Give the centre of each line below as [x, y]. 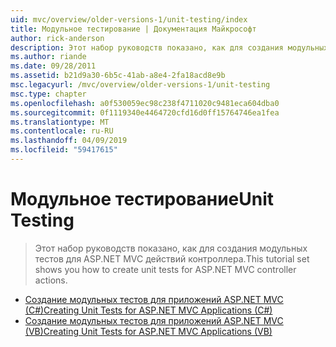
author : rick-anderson [57, 38]
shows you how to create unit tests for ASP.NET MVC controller [165, 269]
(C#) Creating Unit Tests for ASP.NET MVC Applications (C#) [148, 310]
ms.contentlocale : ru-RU [62, 131]
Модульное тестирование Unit [142, 199]
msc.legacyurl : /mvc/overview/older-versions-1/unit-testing [140, 85]
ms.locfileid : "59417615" [64, 150]
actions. [51, 280]
